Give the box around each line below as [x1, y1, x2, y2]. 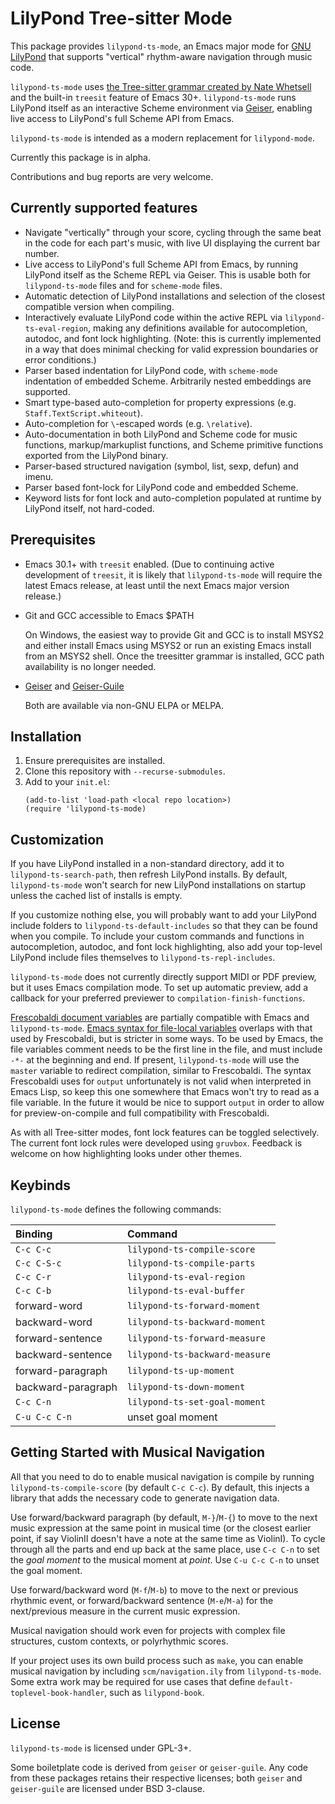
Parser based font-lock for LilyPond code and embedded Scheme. [24, 481, 299, 493]
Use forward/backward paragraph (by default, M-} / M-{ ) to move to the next [10, 1511, 318, 1523]
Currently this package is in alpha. [10, 151, 151, 163]
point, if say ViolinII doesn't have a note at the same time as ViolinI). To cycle [10, 1532, 326, 1544]
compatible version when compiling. [24, 300, 175, 312]
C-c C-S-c [15, 1258, 62, 1269]
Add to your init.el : [24, 776, 110, 788]
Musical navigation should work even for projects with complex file [10, 1624, 286, 1636]
